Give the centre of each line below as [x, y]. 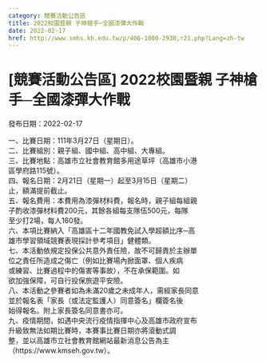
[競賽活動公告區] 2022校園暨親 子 [119, 80]
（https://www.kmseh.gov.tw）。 [61, 351]
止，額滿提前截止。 [40, 191]
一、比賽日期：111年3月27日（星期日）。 [73, 141]
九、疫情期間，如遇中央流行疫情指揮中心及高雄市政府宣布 [103, 321]
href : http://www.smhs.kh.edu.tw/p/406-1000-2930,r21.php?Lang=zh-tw [127, 38]
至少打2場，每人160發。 [48, 221]
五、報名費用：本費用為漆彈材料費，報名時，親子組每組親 [103, 201]
